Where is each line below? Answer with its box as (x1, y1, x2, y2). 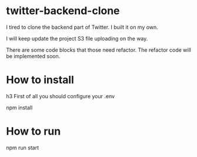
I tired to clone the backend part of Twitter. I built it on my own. (6, 24, 159, 31)
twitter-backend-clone (6, 4, 120, 18)
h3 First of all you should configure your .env (6, 92, 115, 99)
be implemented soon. (6, 52, 61, 59)
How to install (6, 74, 75, 86)
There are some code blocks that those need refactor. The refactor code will (6, 46, 191, 54)
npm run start (6, 144, 39, 151)
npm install (6, 104, 33, 111)
